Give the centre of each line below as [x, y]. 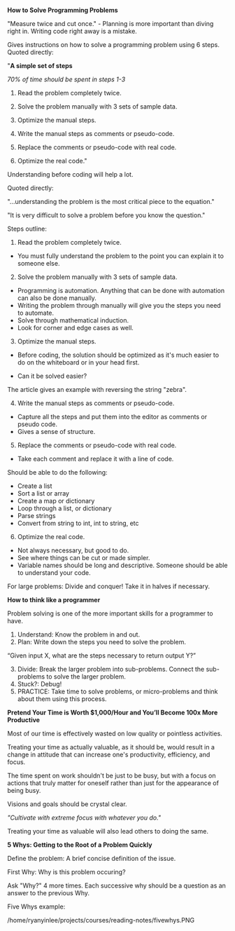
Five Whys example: [36, 906]
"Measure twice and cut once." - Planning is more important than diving [111, 23]
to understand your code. [54, 573]
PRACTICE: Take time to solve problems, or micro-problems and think [117, 691]
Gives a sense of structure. [56, 431]
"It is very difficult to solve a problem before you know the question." [106, 215]
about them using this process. [62, 699]
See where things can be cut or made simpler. [84, 558]
